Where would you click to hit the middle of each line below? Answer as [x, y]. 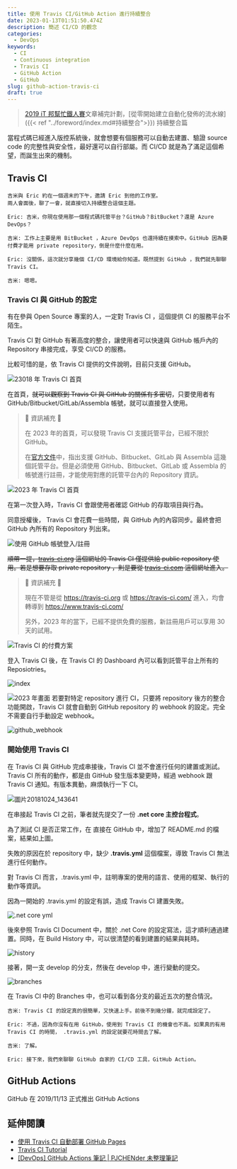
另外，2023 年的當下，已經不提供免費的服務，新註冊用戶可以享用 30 [125, 622]
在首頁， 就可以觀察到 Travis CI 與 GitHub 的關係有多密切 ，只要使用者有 [111, 394]
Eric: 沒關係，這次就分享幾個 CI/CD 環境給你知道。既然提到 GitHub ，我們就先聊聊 [117, 259]
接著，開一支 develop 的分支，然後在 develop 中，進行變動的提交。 [105, 967]
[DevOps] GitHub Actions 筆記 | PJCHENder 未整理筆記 [98, 1158]
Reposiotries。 [29, 669]
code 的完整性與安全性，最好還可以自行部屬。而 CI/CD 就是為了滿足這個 [113, 146]
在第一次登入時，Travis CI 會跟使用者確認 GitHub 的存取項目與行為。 [107, 505]
